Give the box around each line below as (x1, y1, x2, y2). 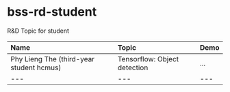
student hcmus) (10, 63, 62, 72)
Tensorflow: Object (117, 54, 179, 63)
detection (117, 63, 149, 72)
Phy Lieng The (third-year (10, 54, 94, 63)
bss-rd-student (7, 4, 97, 20)
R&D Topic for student (7, 27, 70, 35)
